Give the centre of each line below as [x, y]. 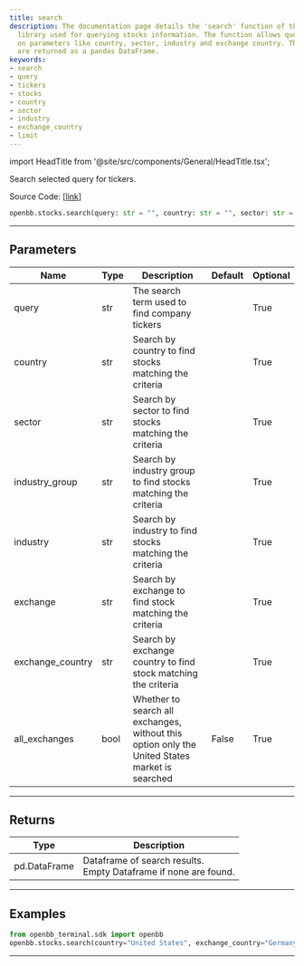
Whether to [157, 699]
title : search [36, 18]
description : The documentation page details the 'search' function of [147, 26]
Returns [33, 820]
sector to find [161, 410]
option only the [165, 744]
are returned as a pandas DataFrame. [89, 52]
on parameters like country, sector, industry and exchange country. [151, 43]
